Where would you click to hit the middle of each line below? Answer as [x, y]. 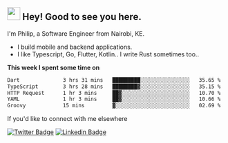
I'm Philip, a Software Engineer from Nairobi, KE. [76, 33]
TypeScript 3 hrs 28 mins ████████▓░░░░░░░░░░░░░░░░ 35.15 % [114, 87]
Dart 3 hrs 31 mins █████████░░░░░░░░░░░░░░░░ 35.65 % [114, 80]
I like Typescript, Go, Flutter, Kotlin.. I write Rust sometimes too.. [108, 54]
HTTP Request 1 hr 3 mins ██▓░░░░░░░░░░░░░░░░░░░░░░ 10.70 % [114, 93]
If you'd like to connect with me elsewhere [67, 119]
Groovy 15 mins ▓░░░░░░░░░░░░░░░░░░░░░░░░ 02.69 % [114, 106]
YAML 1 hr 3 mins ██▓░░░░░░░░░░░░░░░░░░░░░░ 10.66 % [114, 99]
